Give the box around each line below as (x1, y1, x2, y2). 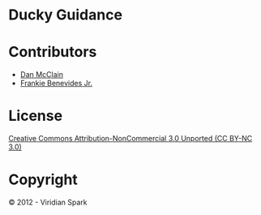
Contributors (8, 43, 97, 62)
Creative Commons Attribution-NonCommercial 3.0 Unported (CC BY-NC (8, 134, 253, 144)
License (8, 107, 63, 125)
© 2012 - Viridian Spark (8, 197, 88, 207)
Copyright (8, 170, 79, 189)
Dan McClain (19, 70, 63, 80)
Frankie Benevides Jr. (19, 79, 93, 88)
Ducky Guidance (8, 6, 123, 24)
